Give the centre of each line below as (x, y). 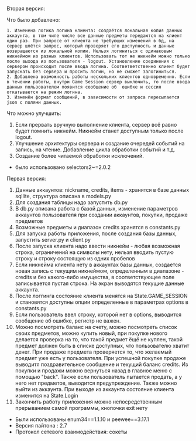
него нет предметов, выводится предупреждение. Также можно (96, 383)
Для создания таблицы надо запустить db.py (71, 202)
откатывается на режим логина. (45, 92)
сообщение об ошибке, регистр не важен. (68, 321)
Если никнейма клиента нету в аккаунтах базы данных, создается (98, 264)
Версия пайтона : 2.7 (41, 425)
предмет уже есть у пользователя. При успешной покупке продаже (101, 358)
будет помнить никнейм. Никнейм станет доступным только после (99, 131)
